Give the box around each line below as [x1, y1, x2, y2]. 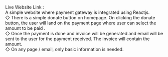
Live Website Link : [5, 4, 44, 10]
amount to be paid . [5, 25, 46, 31]
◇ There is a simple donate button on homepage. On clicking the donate [5, 15, 155, 20]
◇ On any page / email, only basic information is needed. [5, 47, 124, 52]
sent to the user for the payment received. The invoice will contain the [5, 36, 150, 42]
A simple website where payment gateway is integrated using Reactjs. [5, 9, 150, 15]
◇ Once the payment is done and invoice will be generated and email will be [5, 31, 163, 36]
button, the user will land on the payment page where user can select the [5, 20, 156, 26]
